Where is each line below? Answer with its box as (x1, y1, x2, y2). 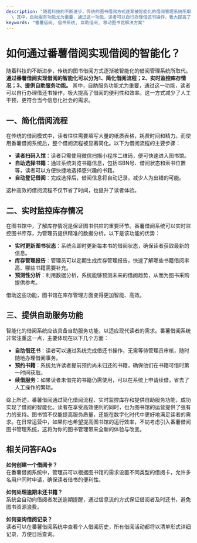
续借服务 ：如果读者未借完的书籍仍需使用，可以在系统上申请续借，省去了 (14, 376, 189, 383)
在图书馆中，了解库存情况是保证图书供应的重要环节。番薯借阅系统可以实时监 (6, 222, 191, 229)
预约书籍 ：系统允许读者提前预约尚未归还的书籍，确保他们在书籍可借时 (14, 361, 185, 368)
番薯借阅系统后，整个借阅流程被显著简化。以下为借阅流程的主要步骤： (11, 139, 181, 147)
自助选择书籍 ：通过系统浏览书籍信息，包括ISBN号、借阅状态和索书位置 (14, 159, 186, 166)
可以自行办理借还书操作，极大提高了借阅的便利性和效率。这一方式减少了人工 (6, 89, 191, 96)
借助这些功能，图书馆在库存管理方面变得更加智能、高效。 (6, 291, 145, 298)
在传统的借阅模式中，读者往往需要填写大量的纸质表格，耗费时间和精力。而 (6, 132, 186, 139)
